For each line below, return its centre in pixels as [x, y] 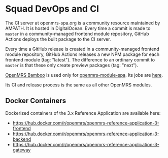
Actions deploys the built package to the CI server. [58, 39]
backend [22, 139]
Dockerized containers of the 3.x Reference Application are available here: [83, 113]
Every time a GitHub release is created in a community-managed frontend [82, 49]
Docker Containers [36, 101]
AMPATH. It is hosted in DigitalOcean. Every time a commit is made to [78, 28]
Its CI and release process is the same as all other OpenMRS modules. [79, 85]
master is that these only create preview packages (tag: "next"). [72, 65]
